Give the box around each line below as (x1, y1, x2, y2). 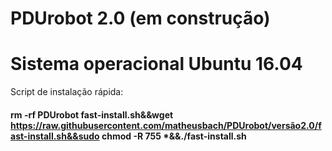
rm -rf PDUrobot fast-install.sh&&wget (10, 108, 174, 121)
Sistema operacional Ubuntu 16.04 (10, 53, 303, 76)
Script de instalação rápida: (10, 86, 124, 98)
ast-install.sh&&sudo (10, 130, 100, 142)
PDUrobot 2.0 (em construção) (10, 7, 271, 30)
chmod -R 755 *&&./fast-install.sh (101, 130, 247, 142)
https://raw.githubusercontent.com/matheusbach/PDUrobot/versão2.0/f (10, 119, 322, 131)
